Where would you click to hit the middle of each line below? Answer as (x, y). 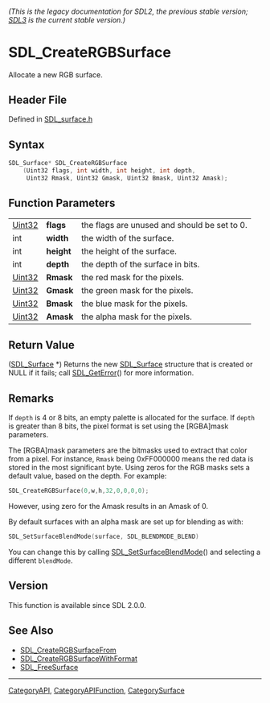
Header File (38, 99)
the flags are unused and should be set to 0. (164, 225)
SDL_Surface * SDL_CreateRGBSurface (68, 163)
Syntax (27, 145)
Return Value (41, 345)
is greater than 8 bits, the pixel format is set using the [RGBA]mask (119, 426)
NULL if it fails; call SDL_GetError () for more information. (101, 373)
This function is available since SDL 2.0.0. (78, 605)
